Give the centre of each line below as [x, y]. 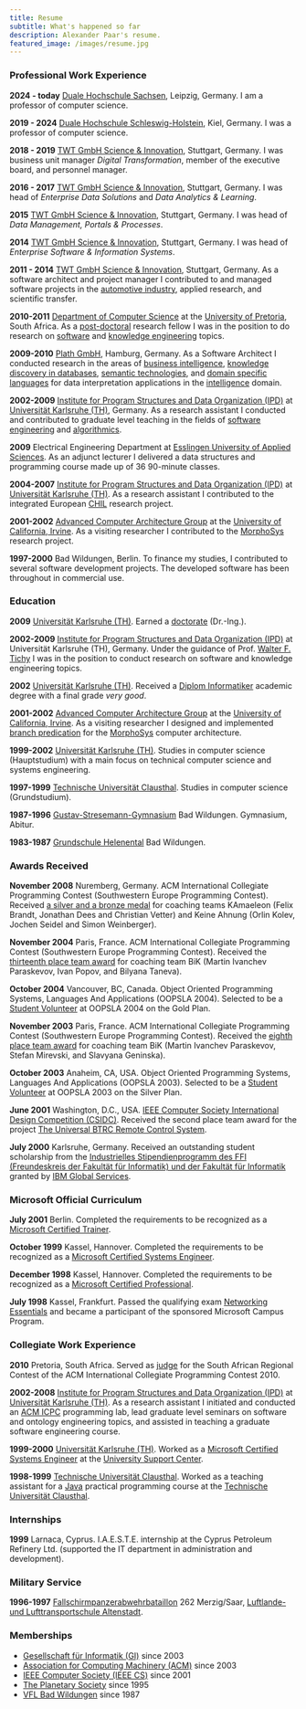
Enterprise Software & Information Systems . [92, 251]
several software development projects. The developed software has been [149, 568]
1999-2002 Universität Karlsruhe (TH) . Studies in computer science [137, 750]
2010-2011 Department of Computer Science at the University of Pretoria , [148, 316]
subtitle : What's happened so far [75, 26]
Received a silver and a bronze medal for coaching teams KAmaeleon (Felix [152, 905]
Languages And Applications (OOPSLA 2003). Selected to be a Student [144, 1082]
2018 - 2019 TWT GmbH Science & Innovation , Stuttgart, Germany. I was [147, 150]
